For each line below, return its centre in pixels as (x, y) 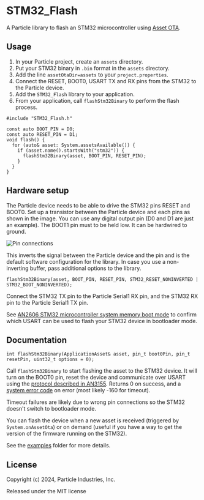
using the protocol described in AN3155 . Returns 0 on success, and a (94, 384)
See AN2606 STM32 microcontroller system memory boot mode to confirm (102, 314)
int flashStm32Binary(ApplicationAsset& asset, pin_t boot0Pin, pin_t (98, 354)
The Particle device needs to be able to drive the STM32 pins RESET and (98, 205)
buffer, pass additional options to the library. (85, 268)
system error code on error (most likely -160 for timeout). (78, 390)
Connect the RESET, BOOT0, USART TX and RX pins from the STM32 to (106, 81)
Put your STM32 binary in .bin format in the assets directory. (92, 68)
